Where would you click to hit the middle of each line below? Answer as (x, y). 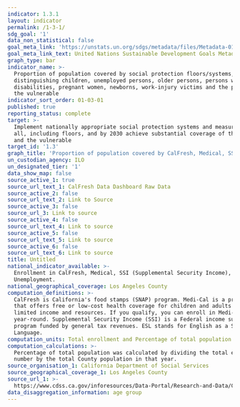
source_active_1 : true (41, 180)
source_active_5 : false (43, 233)
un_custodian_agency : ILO (46, 160)
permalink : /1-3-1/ (36, 27)
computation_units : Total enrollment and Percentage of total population (120, 339)
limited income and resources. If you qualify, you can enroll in (115, 313)
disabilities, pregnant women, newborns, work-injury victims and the (121, 87)
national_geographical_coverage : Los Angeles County (87, 286)
